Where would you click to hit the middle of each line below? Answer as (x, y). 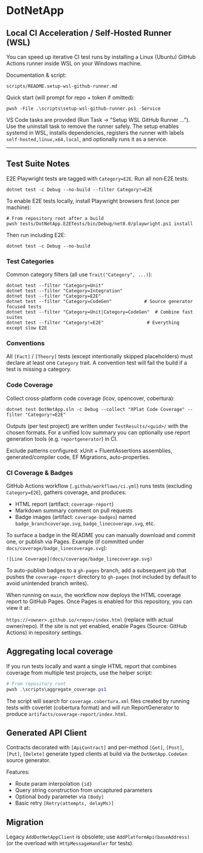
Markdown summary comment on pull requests (74, 510)
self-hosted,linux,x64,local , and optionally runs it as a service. (87, 139)
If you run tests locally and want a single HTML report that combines (92, 666)
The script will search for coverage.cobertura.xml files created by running (98, 701)
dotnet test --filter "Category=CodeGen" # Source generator (100, 302)
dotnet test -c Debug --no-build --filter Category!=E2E (79, 189)
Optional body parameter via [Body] (60, 797)
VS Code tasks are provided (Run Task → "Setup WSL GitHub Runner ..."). (98, 120)
